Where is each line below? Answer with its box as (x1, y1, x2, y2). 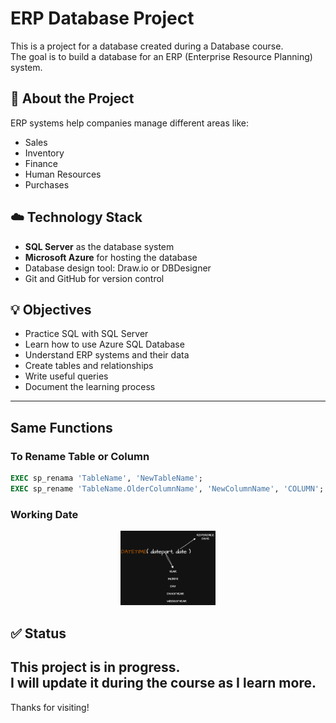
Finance (24, 157, 59, 169)
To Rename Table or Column (10, 449, 150, 463)
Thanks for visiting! (10, 701, 90, 713)
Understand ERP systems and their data (24, 349, 190, 361)
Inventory (24, 147, 65, 159)
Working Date (10, 507, 79, 521)
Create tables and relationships (24, 360, 154, 372)
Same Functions (10, 419, 113, 436)
